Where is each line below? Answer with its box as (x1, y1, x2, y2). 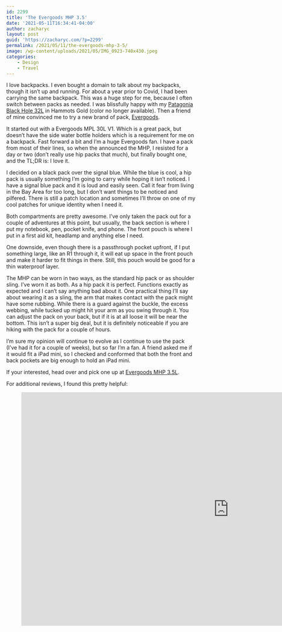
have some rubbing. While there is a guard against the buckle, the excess (6, 300, 189, 308)
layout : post (6, 31, 39, 37)
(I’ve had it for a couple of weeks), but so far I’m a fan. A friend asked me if (6, 344, 193, 351)
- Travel (17, 65, 39, 71)
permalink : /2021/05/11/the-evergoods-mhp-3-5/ (6, 43, 128, 49)
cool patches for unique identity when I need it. (6, 201, 124, 208)
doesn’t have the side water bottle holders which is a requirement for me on (6, 132, 195, 139)
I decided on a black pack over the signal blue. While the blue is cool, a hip (6, 169, 192, 176)
